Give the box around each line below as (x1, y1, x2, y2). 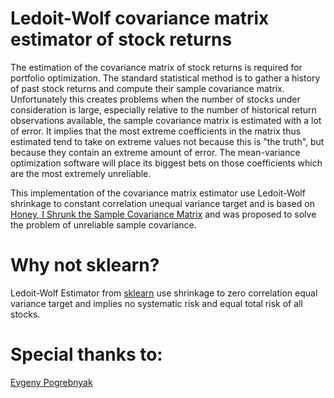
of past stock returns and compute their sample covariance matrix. (10, 82, 285, 94)
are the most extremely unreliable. (10, 167, 152, 179)
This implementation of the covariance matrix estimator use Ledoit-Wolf (10, 187, 306, 199)
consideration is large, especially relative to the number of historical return (10, 103, 317, 116)
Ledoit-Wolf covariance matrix (10, 7, 270, 30)
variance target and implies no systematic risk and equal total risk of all (10, 297, 303, 309)
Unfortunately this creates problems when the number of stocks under (10, 93, 301, 105)
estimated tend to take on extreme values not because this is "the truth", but (10, 135, 325, 147)
